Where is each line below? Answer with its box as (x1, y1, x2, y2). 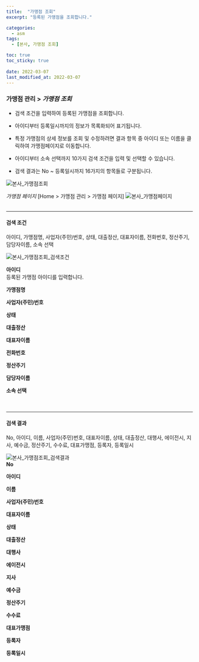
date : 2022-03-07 (6, 69, 49, 75)
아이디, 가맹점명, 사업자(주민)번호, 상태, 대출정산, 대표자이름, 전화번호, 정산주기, (6, 233, 190, 240)
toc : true (6, 52, 31, 58)
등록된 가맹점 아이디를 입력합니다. (6, 273, 84, 281)
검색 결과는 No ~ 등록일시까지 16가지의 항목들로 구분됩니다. (14, 167, 153, 174)
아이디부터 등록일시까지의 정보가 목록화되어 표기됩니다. (14, 122, 142, 129)
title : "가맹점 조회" (6, 8, 56, 15)
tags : (6, 36, 20, 42)
